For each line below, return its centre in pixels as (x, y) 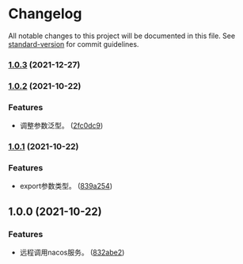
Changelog (45, 14)
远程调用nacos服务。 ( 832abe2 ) (72, 252)
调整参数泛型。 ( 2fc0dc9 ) (61, 126)
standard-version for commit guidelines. (74, 44)
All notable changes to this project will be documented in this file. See (122, 36)
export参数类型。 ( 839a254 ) (66, 186)
